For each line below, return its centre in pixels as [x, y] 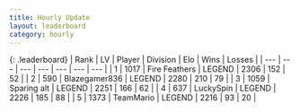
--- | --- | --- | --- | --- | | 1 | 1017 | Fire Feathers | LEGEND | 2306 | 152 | [152, 69]
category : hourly [42, 34]
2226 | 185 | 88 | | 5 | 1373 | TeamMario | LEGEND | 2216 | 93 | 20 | [133, 98]
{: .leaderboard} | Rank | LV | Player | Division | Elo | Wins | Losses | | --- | [145, 60]
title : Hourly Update [50, 17]
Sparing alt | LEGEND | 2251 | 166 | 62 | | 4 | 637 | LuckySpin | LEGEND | [143, 88]
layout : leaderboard [48, 26]
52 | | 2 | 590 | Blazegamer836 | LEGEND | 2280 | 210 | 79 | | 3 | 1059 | [140, 79]
